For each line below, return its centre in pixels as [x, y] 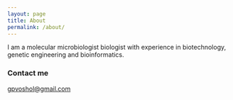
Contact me [28, 73]
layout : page [27, 14]
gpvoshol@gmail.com [39, 89]
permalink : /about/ [36, 27]
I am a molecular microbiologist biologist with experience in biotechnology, [117, 48]
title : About [27, 21]
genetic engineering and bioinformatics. [66, 55]
